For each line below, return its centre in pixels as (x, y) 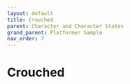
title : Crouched (30, 20)
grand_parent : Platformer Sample (55, 32)
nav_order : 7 (26, 39)
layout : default (30, 13)
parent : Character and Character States (66, 26)
